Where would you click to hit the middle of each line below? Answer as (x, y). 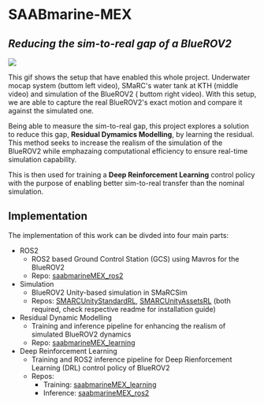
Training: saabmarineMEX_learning (100, 385)
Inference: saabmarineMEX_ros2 (96, 392)
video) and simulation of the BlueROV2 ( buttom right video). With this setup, (132, 94)
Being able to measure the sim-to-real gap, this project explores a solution (129, 126)
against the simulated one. (51, 111)
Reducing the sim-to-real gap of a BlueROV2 (120, 44)
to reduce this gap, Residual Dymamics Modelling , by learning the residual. (131, 134)
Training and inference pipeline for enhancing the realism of (128, 325)
